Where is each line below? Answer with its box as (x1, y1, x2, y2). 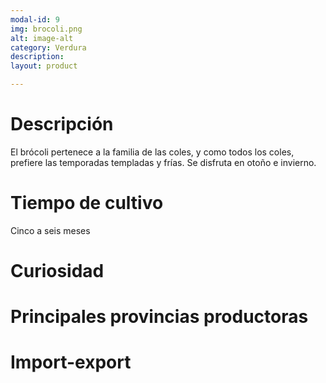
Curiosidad (10, 260, 105, 283)
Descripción (10, 113, 114, 136)
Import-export (10, 351, 132, 374)
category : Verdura (10, 42, 87, 53)
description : (10, 52, 65, 62)
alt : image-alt (10, 33, 74, 43)
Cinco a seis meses (10, 224, 91, 236)
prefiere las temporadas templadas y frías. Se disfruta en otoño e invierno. (10, 156, 317, 168)
